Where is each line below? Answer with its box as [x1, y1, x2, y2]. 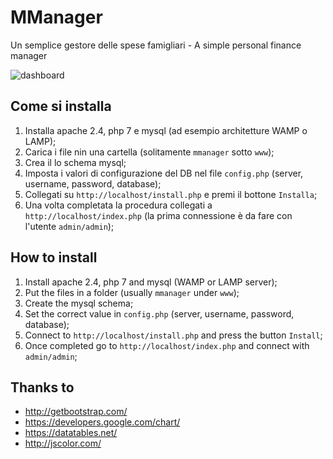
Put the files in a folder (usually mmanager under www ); [24, 286, 240, 298]
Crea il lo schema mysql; [24, 156, 127, 168]
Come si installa [10, 98, 112, 115]
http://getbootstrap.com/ [24, 406, 128, 418]
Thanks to [10, 379, 75, 396]
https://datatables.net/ [24, 427, 118, 439]
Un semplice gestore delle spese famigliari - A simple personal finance [10, 39, 302, 51]
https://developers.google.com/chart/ [24, 416, 181, 428]
